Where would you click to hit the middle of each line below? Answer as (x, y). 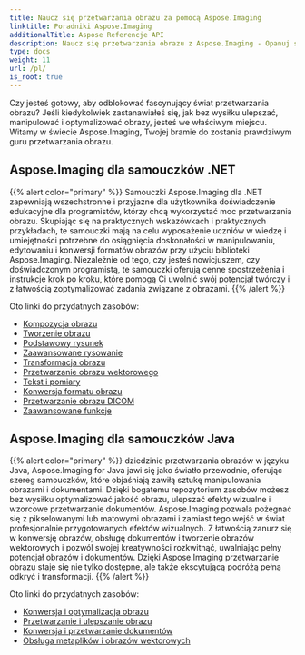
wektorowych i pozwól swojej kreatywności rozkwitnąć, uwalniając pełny (146, 548)
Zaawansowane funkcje (67, 411)
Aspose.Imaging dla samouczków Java (123, 438)
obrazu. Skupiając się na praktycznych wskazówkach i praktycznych (138, 221)
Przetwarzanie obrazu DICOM (78, 401)
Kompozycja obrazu (60, 323)
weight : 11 (30, 60)
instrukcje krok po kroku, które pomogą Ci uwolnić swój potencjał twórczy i (150, 279)
